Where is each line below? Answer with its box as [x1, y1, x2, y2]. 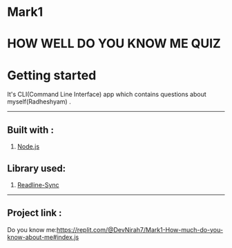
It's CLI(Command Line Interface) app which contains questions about [7, 90, 207, 99]
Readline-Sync [17, 180, 60, 189]
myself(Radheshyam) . [7, 97, 71, 106]
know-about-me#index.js [7, 233, 79, 241]
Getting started [7, 67, 97, 83]
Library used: [7, 162, 66, 174]
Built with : [7, 124, 54, 135]
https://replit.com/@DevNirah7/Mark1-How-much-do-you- [56, 225, 223, 233]
